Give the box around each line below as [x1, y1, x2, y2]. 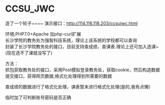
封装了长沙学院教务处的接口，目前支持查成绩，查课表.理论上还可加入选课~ [5, 43, 159, 49]
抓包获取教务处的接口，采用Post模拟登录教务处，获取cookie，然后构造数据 [5, 66, 160, 73]
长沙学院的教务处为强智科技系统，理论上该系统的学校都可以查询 [5, 37, 137, 43]
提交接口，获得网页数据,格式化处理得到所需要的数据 [5, 73, 112, 79]
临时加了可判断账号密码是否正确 [5, 94, 71, 100]
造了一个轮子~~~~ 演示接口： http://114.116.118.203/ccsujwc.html [5, 20, 138, 26]
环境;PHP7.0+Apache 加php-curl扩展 [5, 31, 81, 37]
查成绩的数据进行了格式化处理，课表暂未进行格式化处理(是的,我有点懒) [5, 83, 150, 89]
